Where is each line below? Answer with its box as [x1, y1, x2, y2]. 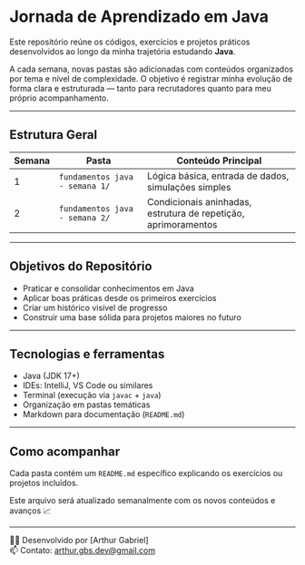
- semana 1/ [58, 180, 111, 191]
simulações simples [146, 180, 231, 193]
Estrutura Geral [9, 127, 98, 142]
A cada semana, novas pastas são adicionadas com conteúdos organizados [9, 63, 293, 74]
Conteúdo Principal [176, 154, 262, 167]
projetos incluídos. [9, 478, 79, 489]
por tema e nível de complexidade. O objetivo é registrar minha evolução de [9, 73, 293, 83]
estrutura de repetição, [146, 207, 245, 219]
